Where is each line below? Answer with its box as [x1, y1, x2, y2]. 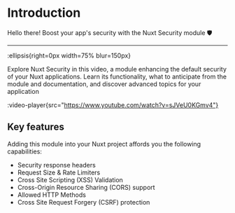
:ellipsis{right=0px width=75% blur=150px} [7, 51, 131, 60]
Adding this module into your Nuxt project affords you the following [7, 139, 201, 148]
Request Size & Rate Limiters [17, 168, 101, 177]
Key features [7, 121, 64, 133]
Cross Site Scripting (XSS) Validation [17, 175, 124, 184]
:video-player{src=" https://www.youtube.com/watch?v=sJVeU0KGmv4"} [7, 100, 219, 109]
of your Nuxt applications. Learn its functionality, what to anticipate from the [7, 72, 227, 81]
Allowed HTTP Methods [17, 191, 86, 199]
